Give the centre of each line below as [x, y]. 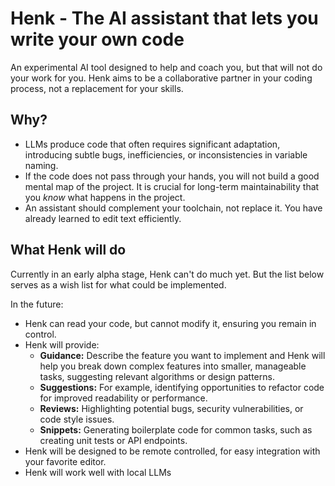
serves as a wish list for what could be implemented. [118, 284]
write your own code [97, 39]
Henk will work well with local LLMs [98, 472]
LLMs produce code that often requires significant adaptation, [152, 144]
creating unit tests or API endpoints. [113, 440]
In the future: [37, 304]
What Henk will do [68, 250]
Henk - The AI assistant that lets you [164, 18]
